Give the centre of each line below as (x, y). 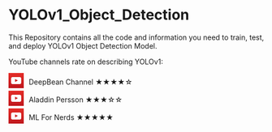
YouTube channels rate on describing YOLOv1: (86, 62)
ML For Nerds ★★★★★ (71, 117)
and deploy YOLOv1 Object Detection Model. (83, 45)
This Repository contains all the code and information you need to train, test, (136, 37)
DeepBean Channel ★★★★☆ (81, 82)
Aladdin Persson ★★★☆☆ (76, 100)
